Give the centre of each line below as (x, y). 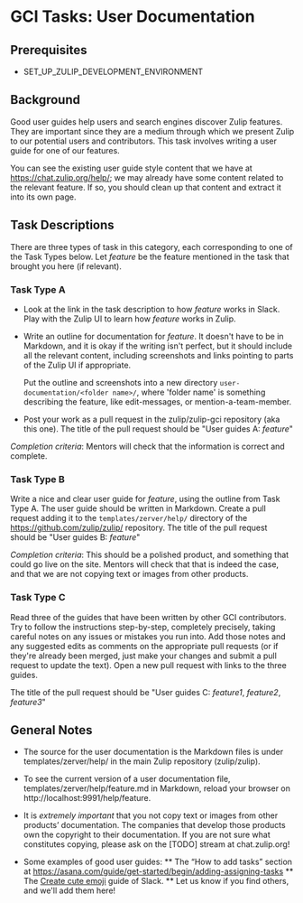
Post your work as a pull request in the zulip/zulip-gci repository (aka (151, 419)
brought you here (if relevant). (66, 266)
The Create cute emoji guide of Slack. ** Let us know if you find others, (156, 881)
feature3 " (28, 702)
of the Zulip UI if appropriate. (77, 365)
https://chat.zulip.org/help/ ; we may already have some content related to (147, 177)
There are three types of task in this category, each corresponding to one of (152, 247)
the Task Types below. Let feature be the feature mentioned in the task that (150, 256)
